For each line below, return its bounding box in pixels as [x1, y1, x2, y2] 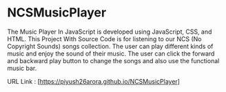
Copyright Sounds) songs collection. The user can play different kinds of [7, 42, 214, 50]
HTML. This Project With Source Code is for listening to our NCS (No [7, 34, 202, 43]
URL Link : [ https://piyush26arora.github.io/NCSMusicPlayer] [7, 77, 181, 85]
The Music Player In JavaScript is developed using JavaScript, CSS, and [7, 27, 212, 36]
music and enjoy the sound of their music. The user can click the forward [7, 49, 215, 58]
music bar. [7, 64, 37, 72]
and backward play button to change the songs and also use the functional [7, 56, 220, 65]
